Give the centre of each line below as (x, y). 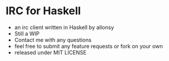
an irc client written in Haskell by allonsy (64, 27)
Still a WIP (27, 33)
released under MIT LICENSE (50, 52)
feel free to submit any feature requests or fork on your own (88, 46)
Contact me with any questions (53, 40)
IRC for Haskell (43, 11)
